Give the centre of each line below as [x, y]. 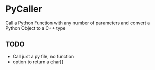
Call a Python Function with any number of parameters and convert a [78, 23]
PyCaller [24, 9]
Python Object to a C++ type [35, 28]
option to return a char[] [38, 62]
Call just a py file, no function [43, 56]
